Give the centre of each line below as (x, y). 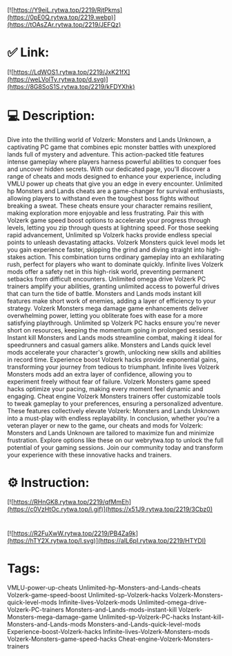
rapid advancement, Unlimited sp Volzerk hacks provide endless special (109, 235)
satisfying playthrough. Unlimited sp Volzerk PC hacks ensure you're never (114, 323)
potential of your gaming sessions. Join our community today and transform (115, 447)
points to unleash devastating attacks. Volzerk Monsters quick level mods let (116, 242)
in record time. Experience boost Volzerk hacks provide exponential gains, (113, 359)
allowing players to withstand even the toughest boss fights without (103, 198)
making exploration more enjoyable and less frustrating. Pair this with (106, 212)
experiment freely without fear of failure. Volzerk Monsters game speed (109, 381)
